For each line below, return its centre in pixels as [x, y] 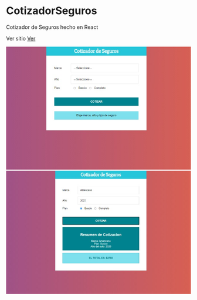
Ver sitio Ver [21, 38]
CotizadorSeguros [52, 11]
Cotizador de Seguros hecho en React [52, 27]
